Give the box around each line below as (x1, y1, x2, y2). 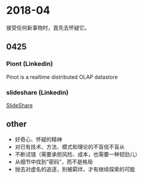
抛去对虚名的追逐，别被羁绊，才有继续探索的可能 (14, 165, 135, 173)
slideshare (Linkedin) (6, 88, 69, 96)
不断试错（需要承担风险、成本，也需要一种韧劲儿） (14, 151, 141, 158)
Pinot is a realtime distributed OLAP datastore (6, 73, 118, 81)
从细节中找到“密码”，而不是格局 (14, 158, 94, 165)
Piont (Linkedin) (6, 60, 54, 68)
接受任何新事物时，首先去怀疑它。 (6, 24, 90, 31)
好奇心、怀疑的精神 (14, 136, 63, 143)
